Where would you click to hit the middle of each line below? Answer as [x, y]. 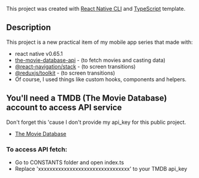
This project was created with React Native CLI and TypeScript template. [96, 9]
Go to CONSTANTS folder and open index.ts [69, 162]
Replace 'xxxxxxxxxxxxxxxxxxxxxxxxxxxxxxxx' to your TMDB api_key [101, 168]
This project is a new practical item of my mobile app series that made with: [99, 42]
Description [28, 27]
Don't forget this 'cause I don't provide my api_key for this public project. [96, 122]
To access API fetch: [37, 149]
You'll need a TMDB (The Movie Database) [87, 98]
